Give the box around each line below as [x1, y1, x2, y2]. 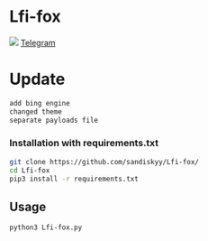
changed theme [9, 107, 63, 116]
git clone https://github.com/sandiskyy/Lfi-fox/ [9, 157, 200, 166]
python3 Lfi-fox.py [9, 223, 83, 232]
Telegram [20, 37, 56, 48]
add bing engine [9, 98, 70, 107]
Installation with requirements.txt [9, 137, 159, 150]
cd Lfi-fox [9, 165, 50, 175]
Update [9, 70, 66, 89]
